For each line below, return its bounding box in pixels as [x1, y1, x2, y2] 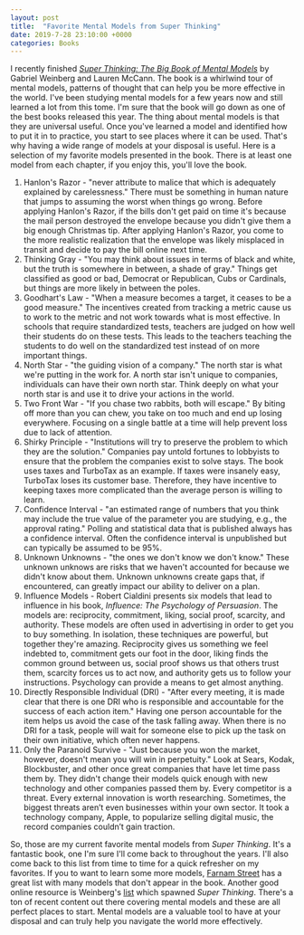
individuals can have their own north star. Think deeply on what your [23, 379, 280, 390]
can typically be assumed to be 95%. [23, 542, 163, 553]
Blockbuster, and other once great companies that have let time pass [23, 764, 280, 775]
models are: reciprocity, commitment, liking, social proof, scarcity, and [23, 610, 286, 621]
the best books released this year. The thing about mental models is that [10, 111, 280, 122]
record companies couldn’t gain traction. [23, 821, 176, 833]
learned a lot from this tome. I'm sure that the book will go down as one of [10, 101, 286, 113]
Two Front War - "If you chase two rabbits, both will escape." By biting [23, 398, 286, 409]
